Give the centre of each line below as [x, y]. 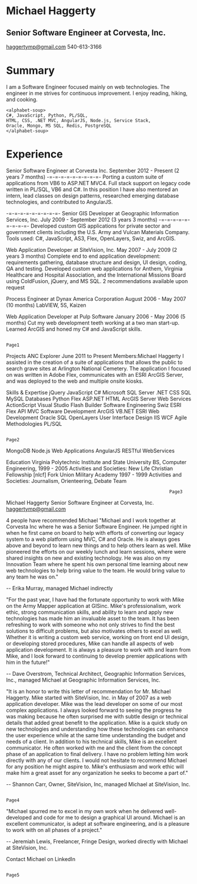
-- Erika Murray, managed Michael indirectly [59, 588]
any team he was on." [32, 577]
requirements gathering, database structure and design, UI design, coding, [96, 262]
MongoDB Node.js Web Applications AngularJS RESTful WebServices [91, 451]
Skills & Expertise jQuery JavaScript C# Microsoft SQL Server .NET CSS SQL [99, 392]
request [16, 287]
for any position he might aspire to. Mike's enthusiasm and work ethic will [95, 766]
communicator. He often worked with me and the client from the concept [94, 748]
